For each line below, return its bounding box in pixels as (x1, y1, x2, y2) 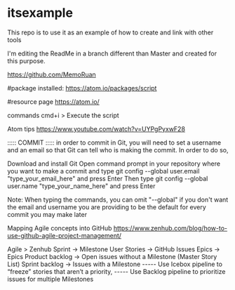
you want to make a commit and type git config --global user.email (7, 166, 200, 175)
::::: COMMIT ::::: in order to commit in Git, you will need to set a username (7, 138, 222, 147)
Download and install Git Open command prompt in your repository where (7, 159, 221, 168)
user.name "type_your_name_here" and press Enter (7, 181, 156, 190)
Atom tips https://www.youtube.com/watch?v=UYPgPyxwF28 (7, 124, 186, 133)
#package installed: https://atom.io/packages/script (7, 84, 157, 92)
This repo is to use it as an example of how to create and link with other (7, 28, 214, 37)
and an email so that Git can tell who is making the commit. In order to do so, (7, 145, 229, 154)
